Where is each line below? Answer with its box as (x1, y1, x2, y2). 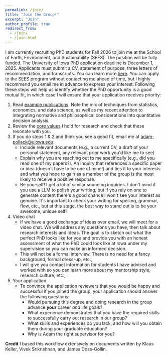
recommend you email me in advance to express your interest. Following (5, 81, 155, 87)
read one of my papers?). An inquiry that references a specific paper (20, 160, 162, 166)
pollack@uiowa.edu (12, 139, 54, 145)
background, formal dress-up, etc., (20, 256, 93, 262)
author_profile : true (5, 21, 51, 27)
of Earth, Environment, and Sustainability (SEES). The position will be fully (5, 54, 157, 60)
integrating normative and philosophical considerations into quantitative (12, 112, 161, 118)
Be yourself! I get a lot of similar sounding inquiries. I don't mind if (20, 181, 156, 187)
